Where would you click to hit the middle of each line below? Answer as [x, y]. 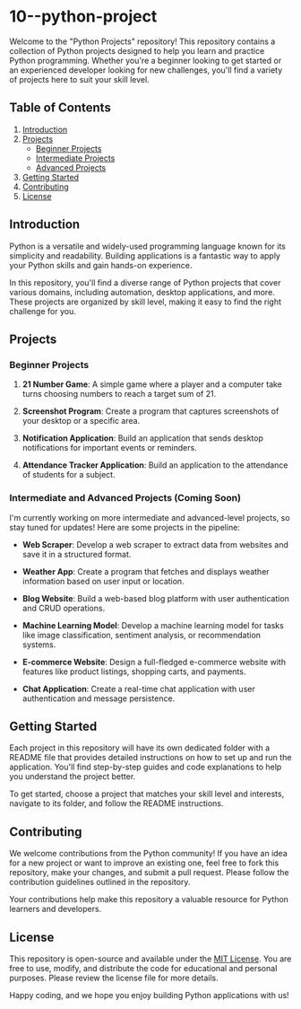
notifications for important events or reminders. [109, 448]
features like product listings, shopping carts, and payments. [134, 671]
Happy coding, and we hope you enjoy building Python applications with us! [149, 995]
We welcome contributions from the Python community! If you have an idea [149, 854]
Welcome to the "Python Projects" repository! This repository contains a [142, 41]
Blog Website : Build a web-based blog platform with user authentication [155, 598]
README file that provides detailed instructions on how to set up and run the [150, 758]
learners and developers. [56, 909]
